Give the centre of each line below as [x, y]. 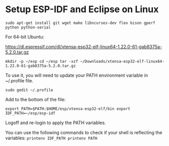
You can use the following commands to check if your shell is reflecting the [84, 132]
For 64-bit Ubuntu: [25, 37]
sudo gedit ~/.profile [29, 90]
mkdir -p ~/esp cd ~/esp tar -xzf [42, 61]
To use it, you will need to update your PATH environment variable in [77, 75]
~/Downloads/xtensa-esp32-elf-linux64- [123, 61]
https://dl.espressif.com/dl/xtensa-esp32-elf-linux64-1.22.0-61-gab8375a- [84, 46]
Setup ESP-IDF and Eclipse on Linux [82, 9]
